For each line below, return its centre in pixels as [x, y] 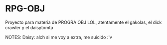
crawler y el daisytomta [29, 27]
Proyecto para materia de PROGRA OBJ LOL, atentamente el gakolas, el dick [83, 22]
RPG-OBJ [25, 9]
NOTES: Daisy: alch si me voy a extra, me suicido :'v [59, 37]
